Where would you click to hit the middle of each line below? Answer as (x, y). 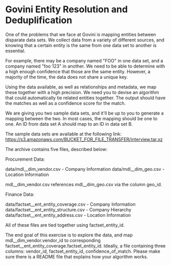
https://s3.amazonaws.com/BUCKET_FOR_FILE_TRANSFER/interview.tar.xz (84, 139)
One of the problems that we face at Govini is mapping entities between (81, 34)
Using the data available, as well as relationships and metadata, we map (81, 87)
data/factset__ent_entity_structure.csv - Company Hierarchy (68, 209)
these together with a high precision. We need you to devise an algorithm (82, 92)
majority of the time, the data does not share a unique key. (67, 77)
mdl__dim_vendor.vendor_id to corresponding (53, 240)
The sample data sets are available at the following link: (64, 134)
